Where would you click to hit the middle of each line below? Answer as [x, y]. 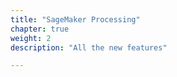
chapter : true [40, 29]
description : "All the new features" [89, 47]
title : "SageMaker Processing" [75, 19]
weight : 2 [31, 38]
